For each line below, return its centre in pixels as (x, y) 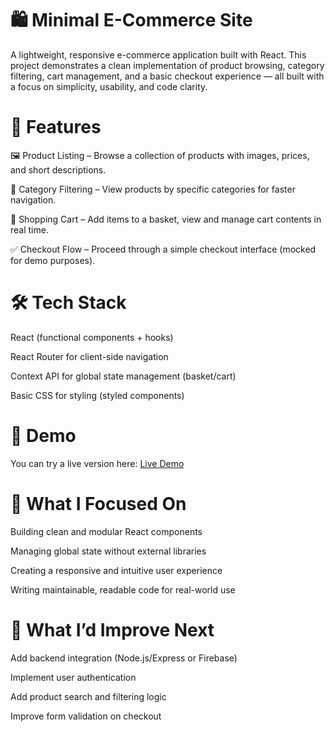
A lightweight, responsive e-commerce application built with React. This (158, 54)
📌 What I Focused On (98, 503)
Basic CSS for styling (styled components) (97, 395)
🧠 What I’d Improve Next (112, 629)
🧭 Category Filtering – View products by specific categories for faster (153, 189)
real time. (29, 229)
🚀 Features (56, 127)
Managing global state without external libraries (108, 551)
